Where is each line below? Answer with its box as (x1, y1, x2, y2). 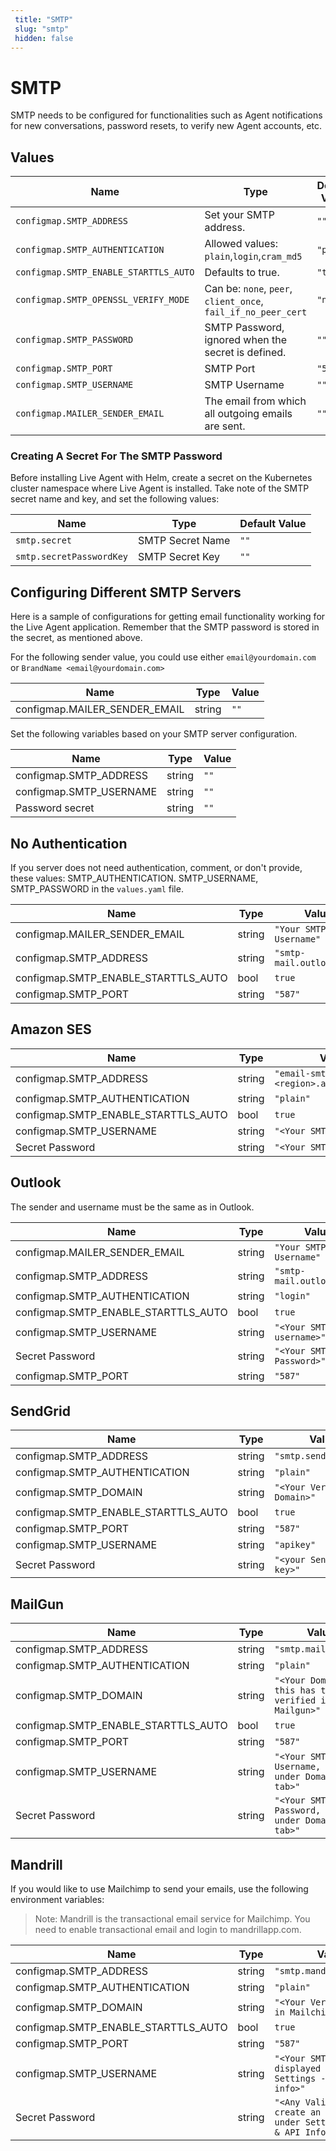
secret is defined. (204, 346, 287, 360)
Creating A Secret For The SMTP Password (10, 449, 223, 463)
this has (274, 1685, 317, 1696)
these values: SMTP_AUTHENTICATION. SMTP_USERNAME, (10, 872, 259, 885)
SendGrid (10, 1403, 71, 1420)
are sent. (204, 419, 246, 433)
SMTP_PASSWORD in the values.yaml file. (10, 883, 184, 895)
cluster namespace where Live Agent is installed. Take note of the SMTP (10, 482, 310, 495)
